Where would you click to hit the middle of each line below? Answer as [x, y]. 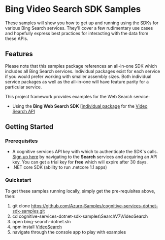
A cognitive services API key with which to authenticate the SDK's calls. [85, 152]
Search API [24, 111]
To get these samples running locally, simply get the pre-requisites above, [80, 191]
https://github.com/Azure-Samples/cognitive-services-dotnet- [95, 205]
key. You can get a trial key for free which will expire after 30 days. [80, 162]
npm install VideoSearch [37, 227]
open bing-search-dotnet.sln [42, 221]
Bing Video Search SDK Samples [73, 9]
